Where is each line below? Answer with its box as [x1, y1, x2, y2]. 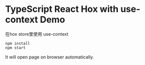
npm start [5, 45, 26, 50]
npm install [5, 41, 30, 46]
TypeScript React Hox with [5, 3, 119, 15]
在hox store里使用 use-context [5, 31, 69, 37]
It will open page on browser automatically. [5, 54, 94, 60]
